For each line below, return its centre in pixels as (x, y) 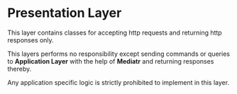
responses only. (31, 40)
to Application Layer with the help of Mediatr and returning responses (111, 61)
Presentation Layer (65, 13)
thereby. (20, 69)
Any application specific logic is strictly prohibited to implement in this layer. (118, 82)
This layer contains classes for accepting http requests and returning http (115, 33)
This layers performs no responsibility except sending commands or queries (119, 54)
